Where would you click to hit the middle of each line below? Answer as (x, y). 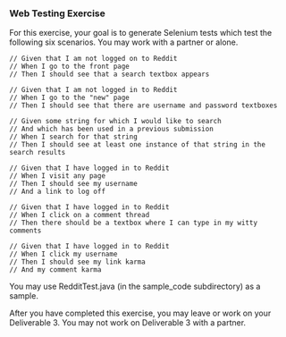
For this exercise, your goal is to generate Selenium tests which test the (141, 33)
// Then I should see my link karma (77, 262)
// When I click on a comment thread (80, 215)
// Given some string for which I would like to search (115, 122)
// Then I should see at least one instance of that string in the (138, 145)
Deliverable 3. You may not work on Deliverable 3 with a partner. (128, 323)
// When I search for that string (74, 137)
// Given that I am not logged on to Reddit (93, 59)
